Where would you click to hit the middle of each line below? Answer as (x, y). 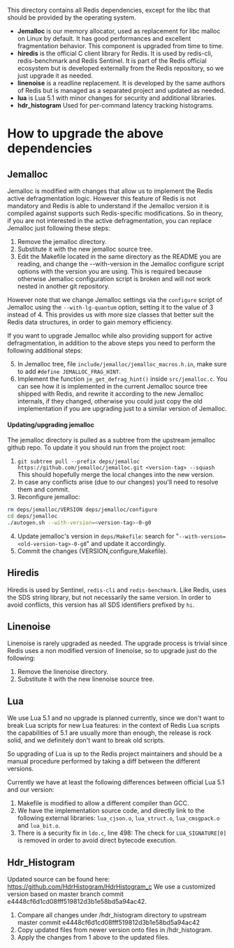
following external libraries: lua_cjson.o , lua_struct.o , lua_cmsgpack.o (118, 818)
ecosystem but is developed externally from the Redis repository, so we (120, 68)
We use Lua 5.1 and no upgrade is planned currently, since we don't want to (116, 718)
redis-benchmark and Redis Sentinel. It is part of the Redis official (112, 61)
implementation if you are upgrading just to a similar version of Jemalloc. (122, 409)
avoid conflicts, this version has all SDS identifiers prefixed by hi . (101, 605)
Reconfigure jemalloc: (49, 497)
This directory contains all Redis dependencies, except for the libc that (109, 10)
